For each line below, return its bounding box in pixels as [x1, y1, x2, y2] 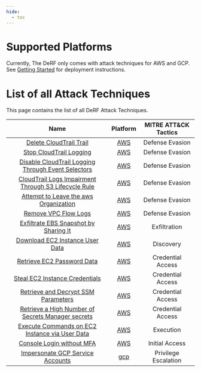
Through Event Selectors [22, 165, 93, 174]
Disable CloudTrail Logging [19, 158, 96, 166]
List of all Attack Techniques [6, 87, 151, 100]
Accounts [44, 356, 71, 365]
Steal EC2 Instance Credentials [14, 274, 101, 282]
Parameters [41, 295, 74, 303]
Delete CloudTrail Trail [26, 139, 89, 147]
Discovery [153, 240, 181, 248]
